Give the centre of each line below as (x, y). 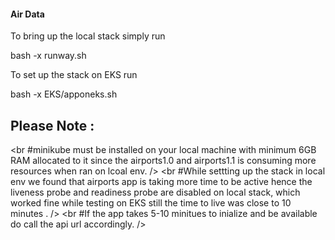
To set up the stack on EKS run (74, 75)
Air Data (27, 14)
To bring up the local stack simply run (88, 36)
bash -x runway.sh (48, 56)
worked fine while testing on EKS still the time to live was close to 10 (151, 203)
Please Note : (52, 125)
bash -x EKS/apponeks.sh (64, 94)
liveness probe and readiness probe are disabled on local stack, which (155, 192)
